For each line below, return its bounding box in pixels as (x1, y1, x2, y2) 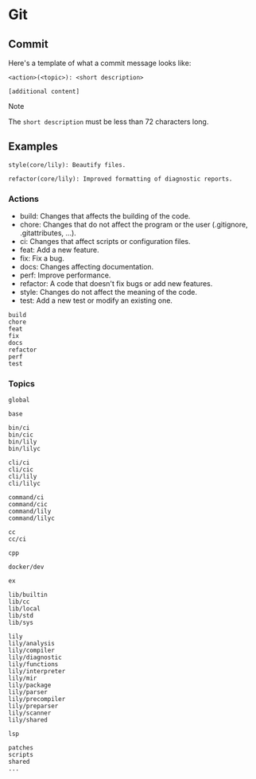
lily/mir (8, 674, 37, 683)
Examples (8, 140, 58, 153)
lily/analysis (8, 640, 56, 648)
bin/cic (8, 431, 34, 439)
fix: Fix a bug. (19, 254, 65, 263)
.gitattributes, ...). (19, 228, 77, 238)
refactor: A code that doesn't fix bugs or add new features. (19, 279, 213, 289)
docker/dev (8, 563, 45, 572)
